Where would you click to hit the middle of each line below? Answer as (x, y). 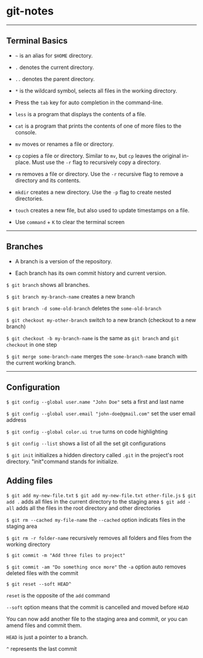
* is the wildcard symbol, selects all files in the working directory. (96, 90)
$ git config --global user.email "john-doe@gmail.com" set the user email (101, 413)
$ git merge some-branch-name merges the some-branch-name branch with (97, 356)
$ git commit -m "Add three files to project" (66, 556)
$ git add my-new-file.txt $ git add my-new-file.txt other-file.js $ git (101, 496)
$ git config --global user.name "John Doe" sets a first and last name (95, 402)
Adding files (30, 480)
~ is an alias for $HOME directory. (54, 55)
